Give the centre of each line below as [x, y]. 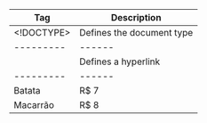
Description [136, 17]
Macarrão [34, 105]
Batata [28, 90]
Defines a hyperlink [120, 61]
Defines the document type [136, 33]
